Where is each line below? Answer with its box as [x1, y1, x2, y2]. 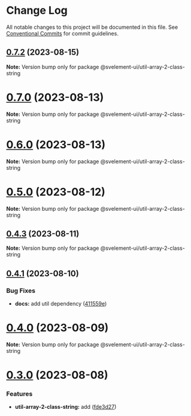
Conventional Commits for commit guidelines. [6, 29, 119, 37]
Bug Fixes [6, 286, 36, 295]
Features [6, 390, 33, 398]
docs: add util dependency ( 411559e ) [14, 300, 107, 307]
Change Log [6, 4, 68, 17]
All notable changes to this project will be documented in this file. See [6, 23, 178, 31]
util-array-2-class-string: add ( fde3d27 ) [14, 403, 117, 411]
